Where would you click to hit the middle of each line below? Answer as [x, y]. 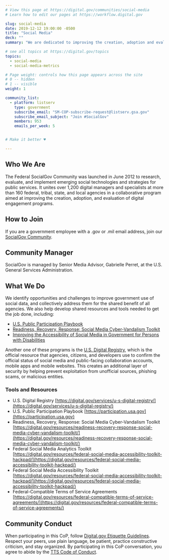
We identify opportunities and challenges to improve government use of [80, 298]
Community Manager [39, 253]
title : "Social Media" [29, 33]
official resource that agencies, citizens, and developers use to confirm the [83, 355]
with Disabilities [29, 340]
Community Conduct [39, 523]
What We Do [25, 286]
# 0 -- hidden [20, 79]
